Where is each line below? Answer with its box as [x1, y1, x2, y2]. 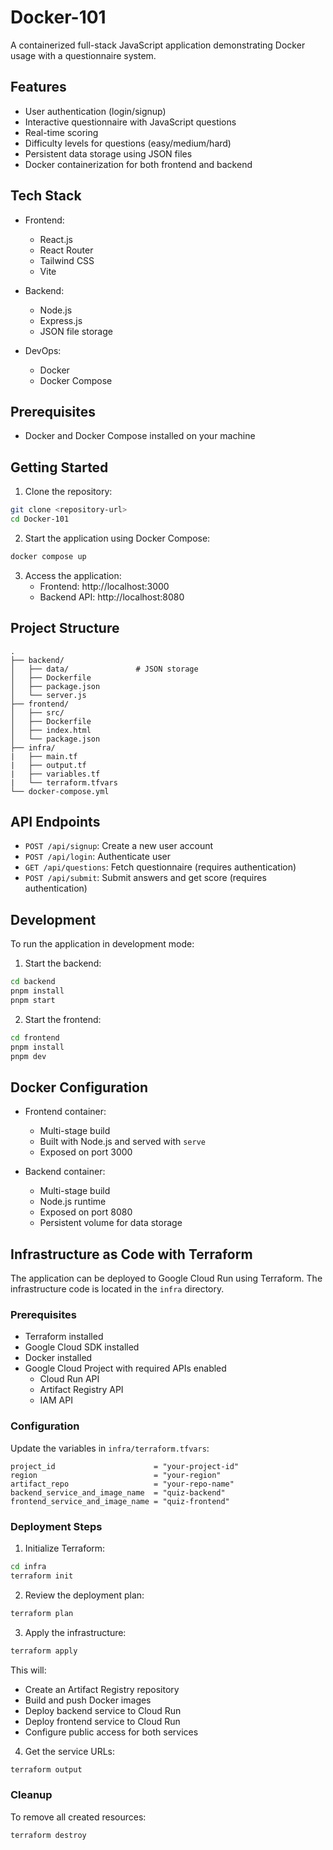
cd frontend [10, 1032, 60, 1043]
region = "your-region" [10, 1470, 222, 1480]
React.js [39, 233, 73, 245]
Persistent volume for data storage [39, 1217, 183, 1229]
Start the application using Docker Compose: [24, 532, 211, 544]
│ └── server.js [10, 690, 87, 700]
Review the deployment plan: [24, 1589, 145, 1601]
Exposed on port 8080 [39, 1206, 133, 1218]
